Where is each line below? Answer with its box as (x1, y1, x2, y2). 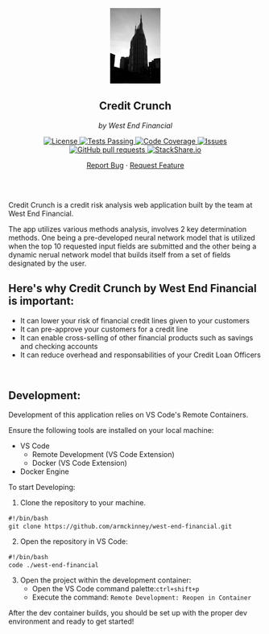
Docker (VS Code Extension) (31, 459, 127, 468)
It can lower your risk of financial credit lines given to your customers (19, 315, 250, 325)
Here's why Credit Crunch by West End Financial (8, 282, 257, 295)
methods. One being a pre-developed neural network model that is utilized (8, 233, 255, 242)
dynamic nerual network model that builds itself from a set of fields (8, 249, 231, 259)
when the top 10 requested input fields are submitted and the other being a (8, 241, 257, 251)
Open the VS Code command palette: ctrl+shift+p (31, 584, 200, 594)
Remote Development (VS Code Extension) (31, 450, 175, 459)
